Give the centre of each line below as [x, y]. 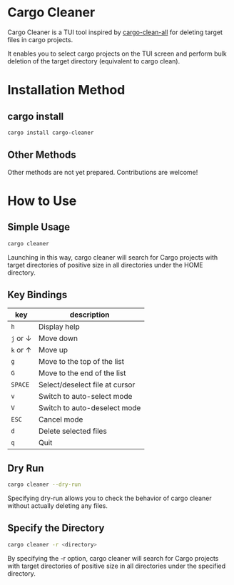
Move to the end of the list [82, 373]
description [90, 315]
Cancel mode [61, 419]
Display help [59, 327]
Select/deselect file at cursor [87, 385]
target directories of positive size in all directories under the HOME [105, 265]
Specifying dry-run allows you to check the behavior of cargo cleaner [110, 498]
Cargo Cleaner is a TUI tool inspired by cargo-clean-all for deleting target [115, 32]
